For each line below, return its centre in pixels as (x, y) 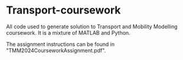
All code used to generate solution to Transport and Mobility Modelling (92, 26)
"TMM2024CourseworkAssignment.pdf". (56, 50)
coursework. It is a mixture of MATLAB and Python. (68, 32)
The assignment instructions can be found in (61, 44)
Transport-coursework (63, 10)
